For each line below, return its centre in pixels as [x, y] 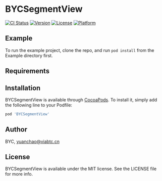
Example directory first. [29, 55]
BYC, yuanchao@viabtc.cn [32, 141]
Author [16, 130]
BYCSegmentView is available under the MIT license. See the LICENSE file [81, 169]
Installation [23, 88]
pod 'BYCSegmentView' [27, 114]
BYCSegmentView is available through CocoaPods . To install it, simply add [81, 99]
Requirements [27, 71]
